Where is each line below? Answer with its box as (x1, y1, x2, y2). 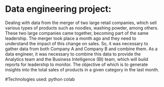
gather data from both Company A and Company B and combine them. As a (5, 46, 158, 52)
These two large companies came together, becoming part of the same (5, 30, 149, 36)
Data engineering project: (5, 3, 112, 15)
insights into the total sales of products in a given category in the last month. (5, 66, 160, 72)
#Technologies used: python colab (5, 76, 75, 82)
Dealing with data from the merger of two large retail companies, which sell (5, 20, 157, 26)
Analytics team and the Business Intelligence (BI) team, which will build (5, 56, 148, 62)
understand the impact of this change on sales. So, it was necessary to (5, 40, 148, 46)
